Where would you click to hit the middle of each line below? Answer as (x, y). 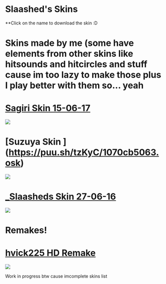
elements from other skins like (69, 54)
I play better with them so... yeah (75, 85)
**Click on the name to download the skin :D (52, 23)
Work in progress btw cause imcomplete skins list (56, 276)
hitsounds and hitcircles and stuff (77, 65)
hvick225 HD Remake (50, 253)
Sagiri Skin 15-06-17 (48, 108)
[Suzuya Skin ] (36, 142)
